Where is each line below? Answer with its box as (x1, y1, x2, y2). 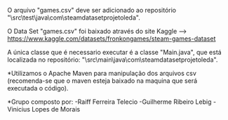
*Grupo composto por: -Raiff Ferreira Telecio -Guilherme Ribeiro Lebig (7, 98, 212, 106)
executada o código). (7, 84, 69, 92)
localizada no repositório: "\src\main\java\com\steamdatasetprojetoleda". (7, 55, 218, 64)
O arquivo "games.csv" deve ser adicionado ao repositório (7, 6, 177, 14)
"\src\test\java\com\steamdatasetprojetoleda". (7, 13, 140, 22)
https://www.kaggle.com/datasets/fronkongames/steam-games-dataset (7, 34, 216, 43)
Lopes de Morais (31, 105, 81, 113)
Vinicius (7, 105, 30, 113)
